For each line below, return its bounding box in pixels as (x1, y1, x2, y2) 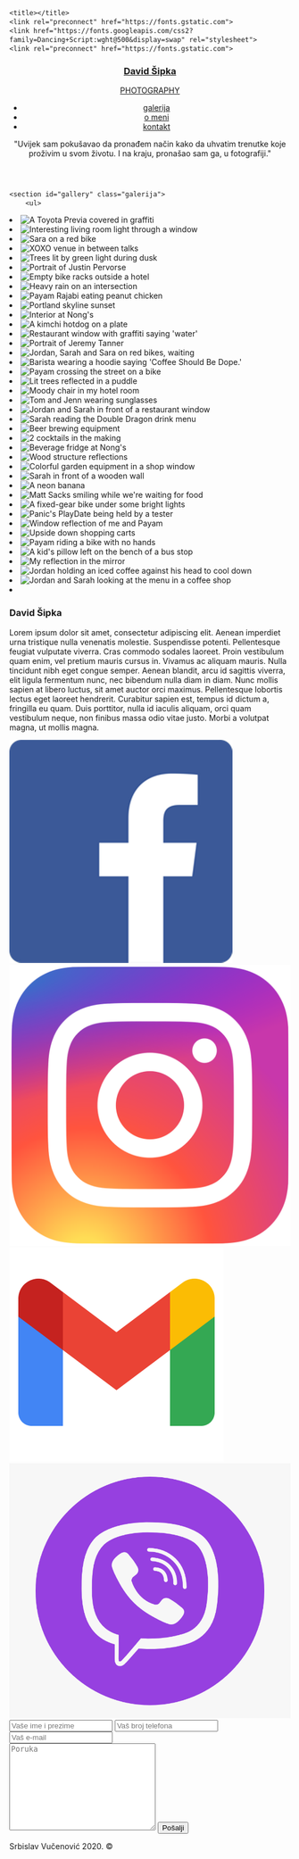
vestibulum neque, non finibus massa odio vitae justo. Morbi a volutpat (9, 712, 270, 723)
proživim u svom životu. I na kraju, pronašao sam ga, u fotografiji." (28, 148, 272, 159)
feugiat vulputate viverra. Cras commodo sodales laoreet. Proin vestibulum (9, 646, 285, 657)
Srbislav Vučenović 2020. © (9, 1841, 113, 1852)
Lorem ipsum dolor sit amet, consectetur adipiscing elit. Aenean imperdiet (9, 627, 281, 637)
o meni (144, 112, 170, 123)
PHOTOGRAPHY (120, 85, 180, 96)
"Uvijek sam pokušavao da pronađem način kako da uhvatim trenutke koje (13, 138, 287, 150)
